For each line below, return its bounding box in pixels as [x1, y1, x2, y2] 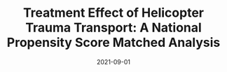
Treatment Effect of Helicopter [22, 5, 205, 21]
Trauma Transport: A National [25, 20, 202, 36]
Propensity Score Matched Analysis [6, 35, 221, 50]
